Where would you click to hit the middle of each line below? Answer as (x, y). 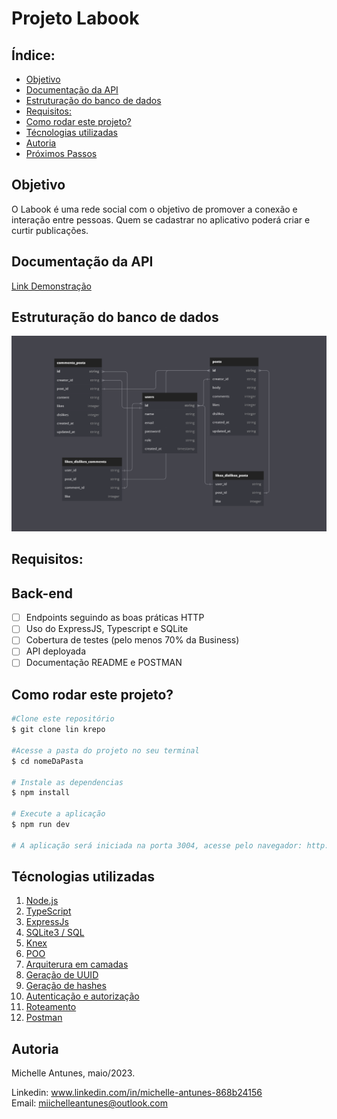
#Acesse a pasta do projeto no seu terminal (105, 750)
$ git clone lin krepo (58, 730)
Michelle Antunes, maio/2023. (73, 1073)
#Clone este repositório (63, 719)
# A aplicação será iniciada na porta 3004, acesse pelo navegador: (157, 845)
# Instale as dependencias (67, 782)
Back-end (42, 593)
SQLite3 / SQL (55, 933)
